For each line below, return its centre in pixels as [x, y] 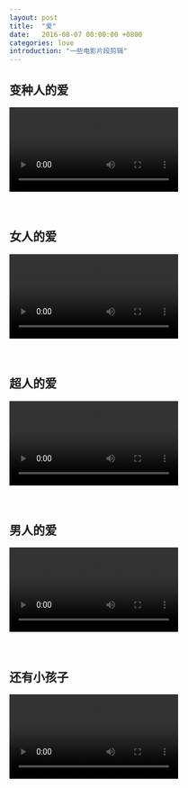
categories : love [42, 43]
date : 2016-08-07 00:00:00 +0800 [76, 34]
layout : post [34, 18]
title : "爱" [33, 26]
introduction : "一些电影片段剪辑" [68, 51]
